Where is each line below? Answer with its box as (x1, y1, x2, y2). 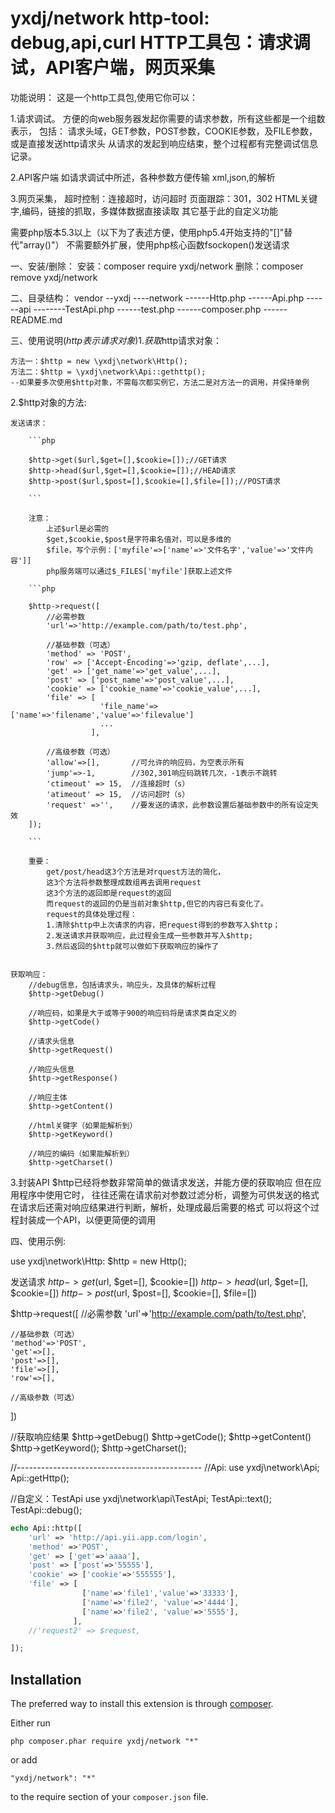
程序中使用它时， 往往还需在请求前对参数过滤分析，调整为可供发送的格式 (18, 1188, 320, 1201)
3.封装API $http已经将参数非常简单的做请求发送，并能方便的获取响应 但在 (10, 1176, 313, 1188)
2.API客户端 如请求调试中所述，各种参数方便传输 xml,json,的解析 (10, 171, 276, 183)
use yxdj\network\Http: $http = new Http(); (10, 1255, 187, 1267)
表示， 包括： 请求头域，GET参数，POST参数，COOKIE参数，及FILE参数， (10, 125, 318, 137)
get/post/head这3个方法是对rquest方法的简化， (46, 867, 226, 877)
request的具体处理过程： (46, 909, 138, 919)
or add (10, 1754, 38, 1766)
